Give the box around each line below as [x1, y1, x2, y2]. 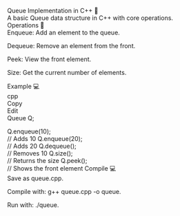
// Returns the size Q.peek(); [7, 157, 88, 164]
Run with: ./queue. [7, 201, 59, 209]
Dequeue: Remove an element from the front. [7, 42, 136, 50]
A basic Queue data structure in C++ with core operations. [7, 14, 174, 22]
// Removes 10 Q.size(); [7, 149, 73, 158]
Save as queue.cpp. [7, 174, 64, 182]
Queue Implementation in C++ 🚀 [7, 7, 99, 14]
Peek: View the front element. [7, 55, 92, 63]
